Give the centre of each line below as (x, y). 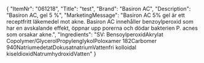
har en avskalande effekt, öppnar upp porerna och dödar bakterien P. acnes (102, 28)
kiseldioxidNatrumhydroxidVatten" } (51, 54)
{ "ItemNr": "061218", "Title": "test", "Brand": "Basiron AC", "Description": (99, 9)
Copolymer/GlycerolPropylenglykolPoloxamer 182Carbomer (82, 41)
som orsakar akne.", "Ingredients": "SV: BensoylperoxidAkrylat (85, 35)
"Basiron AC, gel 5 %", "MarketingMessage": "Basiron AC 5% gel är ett (96, 15)
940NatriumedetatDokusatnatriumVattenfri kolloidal (71, 47)
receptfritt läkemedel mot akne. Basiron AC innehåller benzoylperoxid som (100, 22)
